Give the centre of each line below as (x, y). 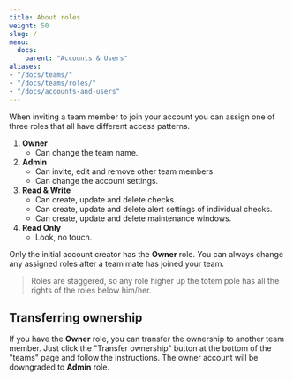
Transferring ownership (76, 318)
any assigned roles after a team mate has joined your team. (117, 263)
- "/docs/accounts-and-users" (65, 91)
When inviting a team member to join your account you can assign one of (142, 117)
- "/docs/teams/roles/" (53, 83)
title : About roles (45, 17)
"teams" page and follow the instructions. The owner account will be (134, 358)
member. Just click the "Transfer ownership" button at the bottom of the (140, 348)
